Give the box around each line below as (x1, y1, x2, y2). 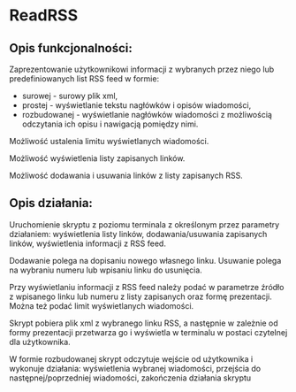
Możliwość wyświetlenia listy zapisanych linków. (9, 153, 186, 164)
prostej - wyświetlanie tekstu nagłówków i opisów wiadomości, (21, 100, 252, 111)
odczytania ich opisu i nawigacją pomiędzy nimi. (21, 119, 199, 129)
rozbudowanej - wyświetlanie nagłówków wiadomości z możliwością (21, 110, 272, 119)
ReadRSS (9, 5, 78, 26)
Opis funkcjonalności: (9, 41, 133, 56)
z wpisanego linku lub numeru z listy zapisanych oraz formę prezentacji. (9, 291, 272, 302)
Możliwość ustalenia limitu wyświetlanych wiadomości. (9, 136, 209, 146)
